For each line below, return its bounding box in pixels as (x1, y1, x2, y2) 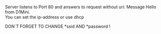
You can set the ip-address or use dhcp (5, 14, 84, 20)
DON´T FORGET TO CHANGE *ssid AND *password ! (5, 23, 111, 29)
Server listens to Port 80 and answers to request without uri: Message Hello (5, 4, 157, 10)
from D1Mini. (5, 9, 31, 15)
